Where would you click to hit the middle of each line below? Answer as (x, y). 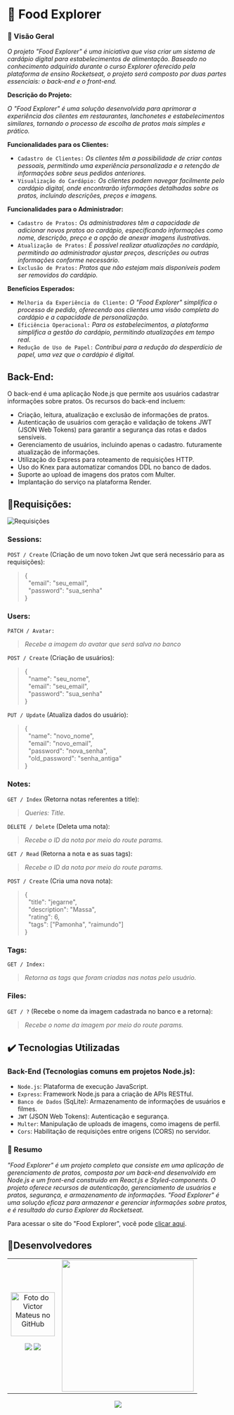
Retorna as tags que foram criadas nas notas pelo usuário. (110, 978)
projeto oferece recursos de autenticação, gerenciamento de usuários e (112, 1187)
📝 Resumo (25, 1150)
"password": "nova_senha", (67, 751)
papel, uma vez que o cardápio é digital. (76, 355)
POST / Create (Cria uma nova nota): (60, 881)
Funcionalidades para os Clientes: (58, 145)
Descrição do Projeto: (40, 95)
